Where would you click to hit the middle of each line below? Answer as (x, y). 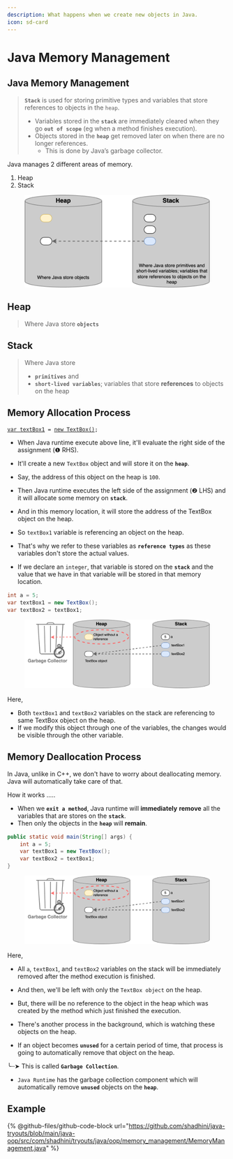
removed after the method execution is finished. (86, 976)
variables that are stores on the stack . (72, 816)
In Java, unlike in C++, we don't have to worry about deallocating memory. (114, 774)
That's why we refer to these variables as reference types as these (114, 546)
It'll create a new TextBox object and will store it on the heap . (103, 463)
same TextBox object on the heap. (67, 720)
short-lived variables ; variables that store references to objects (129, 383)
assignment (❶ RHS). (48, 450)
